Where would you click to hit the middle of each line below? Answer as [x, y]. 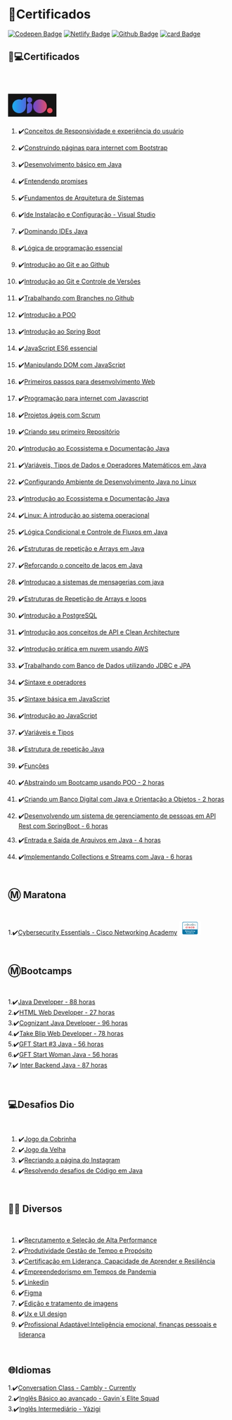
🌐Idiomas [30, 1370]
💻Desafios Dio [41, 1105]
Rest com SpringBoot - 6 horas [63, 826]
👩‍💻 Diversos [35, 1209]
